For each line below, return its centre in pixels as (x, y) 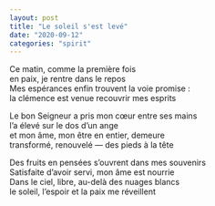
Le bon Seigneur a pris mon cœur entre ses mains (103, 116)
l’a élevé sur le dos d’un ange (64, 126)
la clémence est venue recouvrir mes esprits (93, 98)
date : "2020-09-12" (46, 35)
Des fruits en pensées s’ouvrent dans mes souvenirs (108, 163)
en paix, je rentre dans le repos (67, 79)
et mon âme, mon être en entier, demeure (87, 135)
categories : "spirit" (51, 43)
